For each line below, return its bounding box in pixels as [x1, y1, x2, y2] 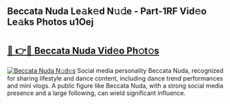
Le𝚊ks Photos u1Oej [7, 17, 94, 28]
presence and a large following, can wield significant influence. [7, 89, 186, 97]
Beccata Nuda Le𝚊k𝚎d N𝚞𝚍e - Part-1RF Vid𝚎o [7, 6, 207, 17]
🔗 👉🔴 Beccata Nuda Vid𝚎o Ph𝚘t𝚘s [7, 45, 160, 56]
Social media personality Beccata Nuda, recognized [77, 67, 224, 74]
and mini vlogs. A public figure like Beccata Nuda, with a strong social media [7, 82, 224, 90]
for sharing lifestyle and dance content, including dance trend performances [7, 74, 223, 82]
